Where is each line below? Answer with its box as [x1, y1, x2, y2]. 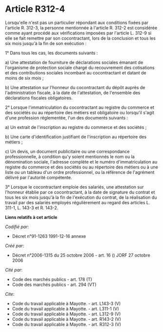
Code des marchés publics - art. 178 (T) [12, 276, 93, 282]
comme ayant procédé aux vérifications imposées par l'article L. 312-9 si [5, 30, 152, 36]
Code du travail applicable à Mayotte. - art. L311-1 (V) [12, 306, 120, 311]
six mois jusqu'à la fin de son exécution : [5, 40, 87, 46]
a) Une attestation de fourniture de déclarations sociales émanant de [5, 59, 143, 65]
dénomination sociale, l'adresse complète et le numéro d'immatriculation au [5, 159, 158, 165]
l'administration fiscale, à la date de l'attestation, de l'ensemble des [5, 90, 141, 95]
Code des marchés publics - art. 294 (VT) [12, 282, 97, 287]
